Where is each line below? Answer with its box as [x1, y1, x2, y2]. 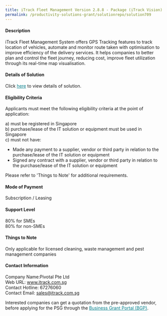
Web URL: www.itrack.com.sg [5, 279, 67, 285]
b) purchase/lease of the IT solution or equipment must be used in [5, 126, 142, 132]
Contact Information [5, 263, 49, 269]
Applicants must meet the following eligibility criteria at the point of [5, 106, 144, 112]
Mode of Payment [5, 184, 43, 190]
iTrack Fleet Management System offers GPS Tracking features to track [5, 39, 153, 45]
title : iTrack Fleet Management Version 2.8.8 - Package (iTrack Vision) [5, 7, 163, 13]
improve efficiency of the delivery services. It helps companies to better [5, 49, 154, 55]
